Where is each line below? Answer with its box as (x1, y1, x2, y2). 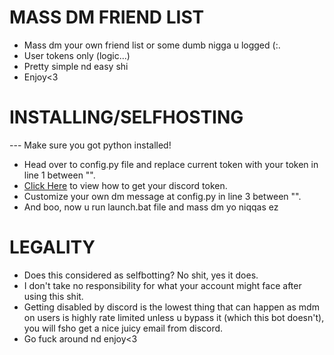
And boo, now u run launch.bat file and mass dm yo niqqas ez (23, 201, 279, 213)
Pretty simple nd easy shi (23, 60, 129, 72)
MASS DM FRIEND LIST (9, 6, 205, 29)
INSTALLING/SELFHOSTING (9, 106, 244, 129)
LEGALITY (9, 236, 96, 259)
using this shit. (23, 290, 84, 302)
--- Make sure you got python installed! (9, 139, 172, 151)
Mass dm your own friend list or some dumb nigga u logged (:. (23, 39, 281, 51)
